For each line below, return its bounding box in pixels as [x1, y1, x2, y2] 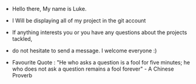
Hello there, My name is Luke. [12, 5, 87, 12]
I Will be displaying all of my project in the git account [12, 17, 146, 24]
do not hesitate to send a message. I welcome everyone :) [12, 47, 157, 54]
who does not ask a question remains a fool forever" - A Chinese [12, 65, 174, 72]
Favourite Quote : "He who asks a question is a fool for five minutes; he [12, 59, 190, 66]
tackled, [12, 35, 33, 42]
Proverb [12, 72, 32, 79]
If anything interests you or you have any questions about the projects [12, 29, 188, 36]
